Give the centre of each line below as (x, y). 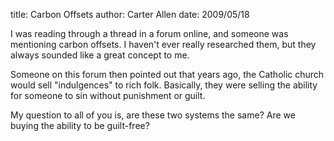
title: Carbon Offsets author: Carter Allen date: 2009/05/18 (130, 14)
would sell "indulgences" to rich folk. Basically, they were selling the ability (164, 85)
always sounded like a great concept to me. (100, 55)
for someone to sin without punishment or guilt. (108, 95)
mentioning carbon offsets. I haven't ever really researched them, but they (163, 44)
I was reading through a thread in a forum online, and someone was (149, 33)
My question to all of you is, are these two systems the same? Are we (153, 115)
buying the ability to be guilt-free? (80, 125)
